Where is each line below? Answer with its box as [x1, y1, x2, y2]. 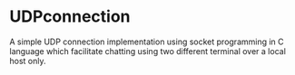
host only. [9, 55, 46, 66]
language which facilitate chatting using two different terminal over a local [9, 45, 286, 56]
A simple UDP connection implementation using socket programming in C [9, 36, 284, 47]
